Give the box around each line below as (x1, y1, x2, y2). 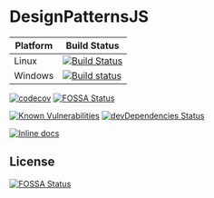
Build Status (65, 39, 120, 52)
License (9, 154, 55, 170)
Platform (15, 39, 53, 52)
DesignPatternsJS (9, 6, 150, 27)
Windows (14, 69, 54, 82)
